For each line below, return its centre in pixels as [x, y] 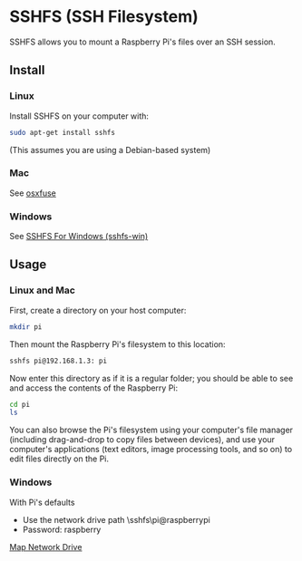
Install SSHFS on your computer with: [79, 116]
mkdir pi [26, 327]
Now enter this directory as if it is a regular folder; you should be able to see [151, 378]
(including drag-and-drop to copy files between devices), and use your [142, 440]
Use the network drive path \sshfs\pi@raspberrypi [116, 519]
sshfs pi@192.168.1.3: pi [58, 361]
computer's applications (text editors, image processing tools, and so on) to [151, 450]
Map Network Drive [46, 546]
